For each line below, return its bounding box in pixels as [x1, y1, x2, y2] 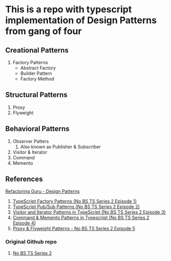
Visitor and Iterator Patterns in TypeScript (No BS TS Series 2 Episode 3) [12, 209, 166, 215]
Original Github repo [5, 238, 57, 246]
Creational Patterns [5, 46, 69, 54]
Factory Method [20, 76, 55, 82]
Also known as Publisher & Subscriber [20, 144, 101, 150]
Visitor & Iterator [12, 149, 48, 155]
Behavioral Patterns [5, 125, 70, 133]
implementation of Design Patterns [5, 14, 157, 26]
